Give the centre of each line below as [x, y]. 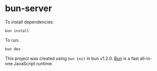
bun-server [29, 9]
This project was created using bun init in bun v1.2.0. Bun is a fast [72, 58]
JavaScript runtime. [34, 63]
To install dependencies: [30, 22]
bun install [17, 31]
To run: [12, 40]
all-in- [146, 58]
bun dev [13, 49]
